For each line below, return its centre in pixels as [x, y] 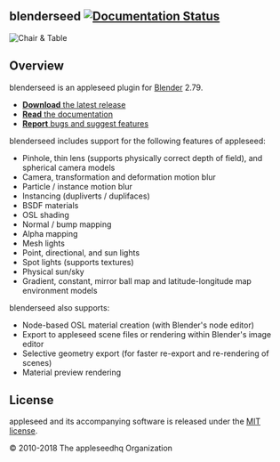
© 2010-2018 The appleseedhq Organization [91, 448]
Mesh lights [43, 243]
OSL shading [45, 215]
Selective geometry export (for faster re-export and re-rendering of [145, 353]
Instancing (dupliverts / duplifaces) [86, 196]
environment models [60, 290]
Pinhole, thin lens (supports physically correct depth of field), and [142, 158]
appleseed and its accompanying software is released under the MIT [135, 421]
